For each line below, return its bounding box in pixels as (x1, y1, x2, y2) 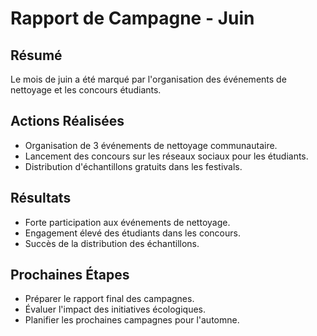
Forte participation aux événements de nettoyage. (24, 216, 231, 228)
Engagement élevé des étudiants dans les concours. (24, 227, 241, 239)
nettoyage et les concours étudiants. (10, 84, 162, 96)
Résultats (10, 190, 72, 207)
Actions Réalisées (10, 113, 125, 130)
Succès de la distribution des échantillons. (24, 237, 200, 249)
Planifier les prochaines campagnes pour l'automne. (24, 314, 240, 326)
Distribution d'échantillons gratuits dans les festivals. (24, 160, 243, 172)
